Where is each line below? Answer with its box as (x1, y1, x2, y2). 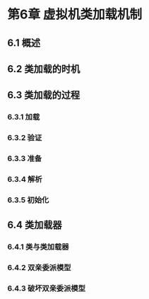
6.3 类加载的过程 (7, 89, 81, 101)
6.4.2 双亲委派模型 (7, 263, 71, 273)
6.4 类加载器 (7, 219, 62, 231)
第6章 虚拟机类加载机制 (7, 6, 143, 23)
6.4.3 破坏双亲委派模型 (7, 283, 86, 293)
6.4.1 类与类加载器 (7, 242, 69, 252)
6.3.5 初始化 (7, 195, 49, 205)
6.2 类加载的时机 (7, 63, 81, 75)
